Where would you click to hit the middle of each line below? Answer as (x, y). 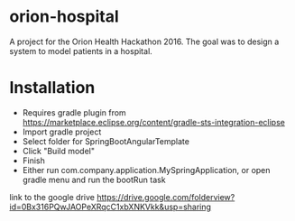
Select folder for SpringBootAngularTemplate (106, 141)
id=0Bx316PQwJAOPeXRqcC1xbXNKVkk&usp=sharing (111, 207)
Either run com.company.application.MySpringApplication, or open (146, 170)
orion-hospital (64, 17)
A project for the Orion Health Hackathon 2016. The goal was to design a (144, 41)
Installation (52, 88)
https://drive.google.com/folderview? (166, 197)
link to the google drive (52, 197)
